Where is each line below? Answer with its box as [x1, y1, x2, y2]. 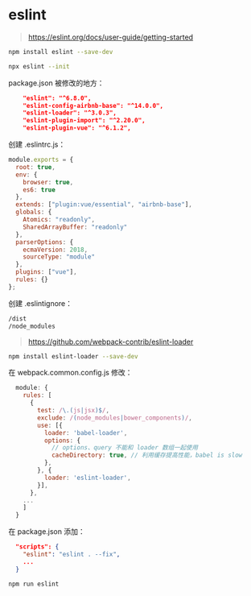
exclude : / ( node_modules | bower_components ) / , [37, 413, 193, 422]
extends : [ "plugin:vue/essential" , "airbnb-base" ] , [15, 201, 193, 209]
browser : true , [23, 178, 74, 186]
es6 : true [23, 185, 56, 194]
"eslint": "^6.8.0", [23, 94, 92, 102]
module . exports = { [8, 155, 74, 164]
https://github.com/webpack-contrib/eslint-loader [27, 337, 194, 346]
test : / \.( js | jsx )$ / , [37, 407, 110, 415]
